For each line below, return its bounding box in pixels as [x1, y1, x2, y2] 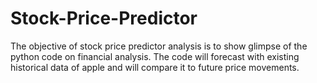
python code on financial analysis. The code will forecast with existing [10, 50, 300, 62]
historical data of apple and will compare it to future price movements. [10, 61, 300, 73]
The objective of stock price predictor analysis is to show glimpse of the [10, 40, 308, 52]
